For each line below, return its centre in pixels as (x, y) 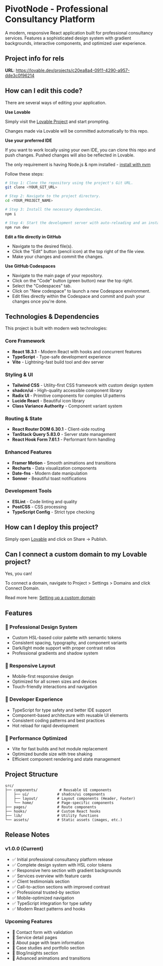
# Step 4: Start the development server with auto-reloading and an (76, 223)
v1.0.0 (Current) (24, 848)
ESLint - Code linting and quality (45, 501)
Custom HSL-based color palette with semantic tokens (66, 638)
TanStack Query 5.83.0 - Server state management (64, 434)
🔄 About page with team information (48, 943)
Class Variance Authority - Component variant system (67, 406)
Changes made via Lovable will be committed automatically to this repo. (77, 131)
